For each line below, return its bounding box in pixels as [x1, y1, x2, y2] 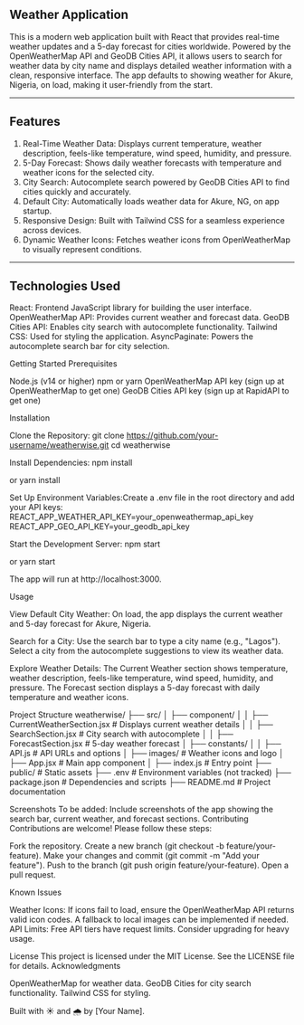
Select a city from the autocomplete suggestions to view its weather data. [9, 646, 284, 657]
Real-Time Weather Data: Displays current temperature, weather [22, 138, 262, 148]
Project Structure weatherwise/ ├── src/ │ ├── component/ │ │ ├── [9, 709, 269, 720]
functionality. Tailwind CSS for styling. [9, 988, 151, 999]
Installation [9, 413, 51, 423]
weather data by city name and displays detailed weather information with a [9, 60, 292, 71]
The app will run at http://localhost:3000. [9, 574, 162, 584]
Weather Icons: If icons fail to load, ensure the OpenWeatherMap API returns [9, 905, 295, 916]
